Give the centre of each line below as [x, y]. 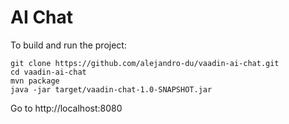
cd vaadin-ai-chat [48, 72]
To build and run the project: [68, 45]
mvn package [35, 81]
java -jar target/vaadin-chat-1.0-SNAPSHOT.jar [111, 89]
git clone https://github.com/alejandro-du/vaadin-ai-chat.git [145, 63]
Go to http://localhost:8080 [66, 108]
